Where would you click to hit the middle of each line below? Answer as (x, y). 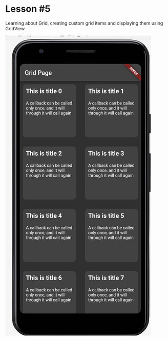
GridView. (16, 28)
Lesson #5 (28, 9)
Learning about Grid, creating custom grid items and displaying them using (84, 23)
